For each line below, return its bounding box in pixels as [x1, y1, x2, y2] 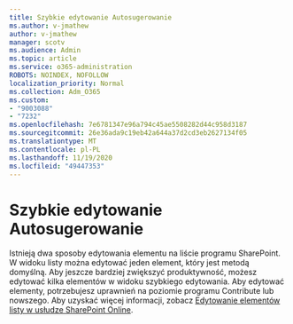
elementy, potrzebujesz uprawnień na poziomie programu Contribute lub [9, 286, 274, 296]
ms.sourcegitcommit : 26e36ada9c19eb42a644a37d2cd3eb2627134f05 [9, 129, 248, 138]
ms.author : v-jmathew [9, 21, 89, 30]
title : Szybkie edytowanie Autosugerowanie [9, 12, 173, 22]
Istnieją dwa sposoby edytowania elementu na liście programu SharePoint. [9, 248, 281, 258]
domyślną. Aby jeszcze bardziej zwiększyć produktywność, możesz [9, 267, 258, 278]
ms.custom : [9, 95, 50, 105]
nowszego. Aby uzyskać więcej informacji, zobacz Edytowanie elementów [9, 295, 281, 306]
